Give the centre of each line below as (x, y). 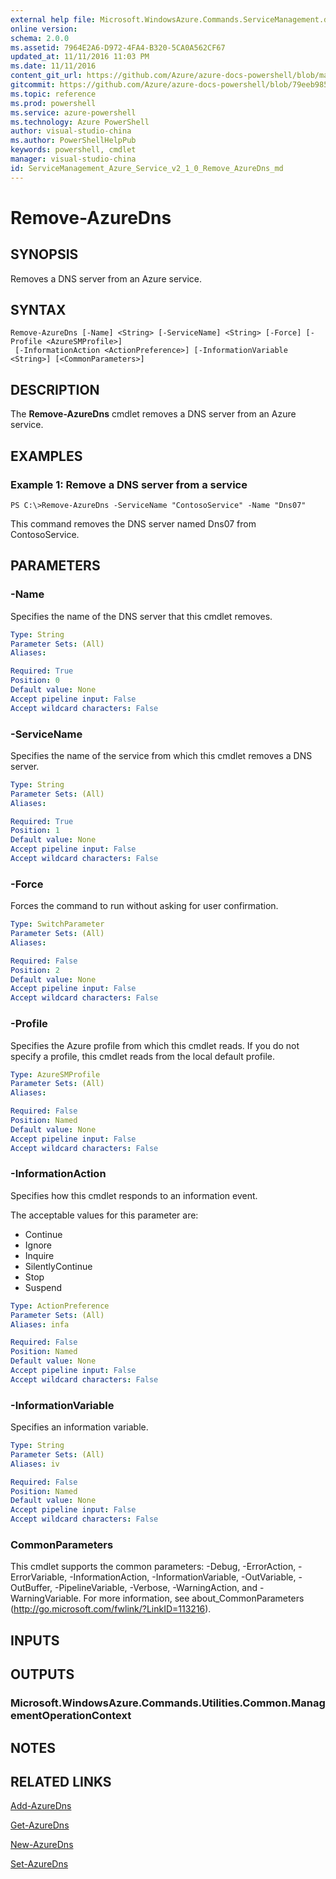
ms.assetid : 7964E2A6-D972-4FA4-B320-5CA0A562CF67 (118, 47)
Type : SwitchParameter (57, 924)
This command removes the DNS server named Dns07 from (133, 523)
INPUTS (35, 1640)
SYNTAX (38, 310)
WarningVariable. (46, 1598)
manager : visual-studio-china (73, 159)
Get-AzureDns (40, 1825)
